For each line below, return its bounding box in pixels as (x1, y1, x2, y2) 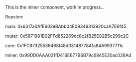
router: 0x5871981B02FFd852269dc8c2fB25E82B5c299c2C (5, 33, 129, 39)
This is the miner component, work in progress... (5, 4, 105, 10)
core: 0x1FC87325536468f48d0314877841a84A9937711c (5, 43, 124, 49)
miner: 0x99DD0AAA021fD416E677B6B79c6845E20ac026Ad (5, 52, 132, 58)
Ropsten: (5, 14, 24, 19)
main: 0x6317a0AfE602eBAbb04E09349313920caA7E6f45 (5, 23, 127, 29)
